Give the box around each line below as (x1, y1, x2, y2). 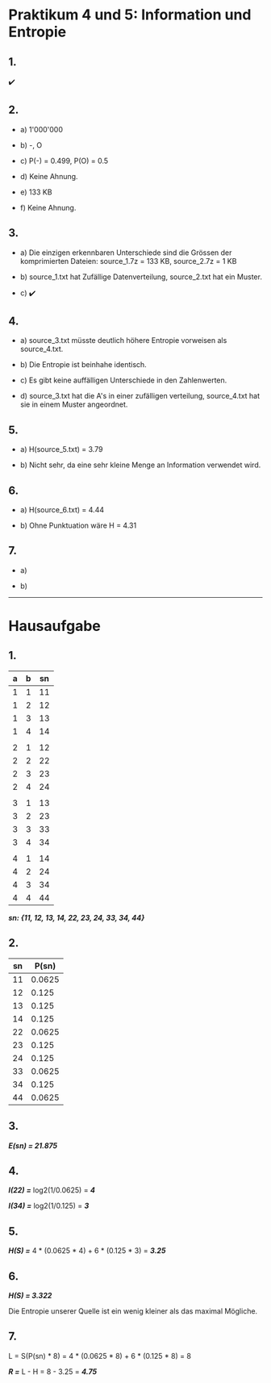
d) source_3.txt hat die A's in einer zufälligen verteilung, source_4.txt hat (19, 391, 261, 401)
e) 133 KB (19, 187, 52, 197)
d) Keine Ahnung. (19, 171, 78, 181)
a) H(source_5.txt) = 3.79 (19, 445, 103, 454)
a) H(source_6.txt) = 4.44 (19, 505, 105, 515)
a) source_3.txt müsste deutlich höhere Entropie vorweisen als (19, 336, 227, 345)
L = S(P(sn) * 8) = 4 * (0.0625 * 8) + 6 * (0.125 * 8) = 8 (8, 1351, 192, 1360)
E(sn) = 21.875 (8, 1140, 58, 1151)
